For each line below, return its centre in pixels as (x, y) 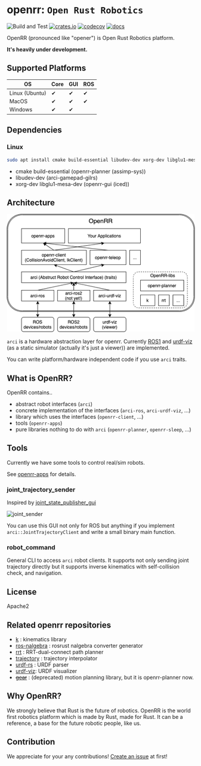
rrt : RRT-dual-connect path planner (59, 652)
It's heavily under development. (47, 49)
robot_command (31, 548)
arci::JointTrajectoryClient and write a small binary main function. (91, 532)
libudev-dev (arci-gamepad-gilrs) (56, 178)
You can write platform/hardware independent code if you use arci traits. (97, 359)
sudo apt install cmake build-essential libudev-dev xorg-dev (86, 160)
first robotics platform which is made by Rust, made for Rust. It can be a (95, 716)
